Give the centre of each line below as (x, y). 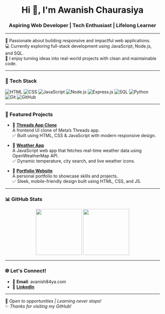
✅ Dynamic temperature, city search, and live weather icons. (74, 161)
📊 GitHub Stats (24, 199)
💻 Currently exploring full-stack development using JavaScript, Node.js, (79, 46)
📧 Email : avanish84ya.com (39, 282)
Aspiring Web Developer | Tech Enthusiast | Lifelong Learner (82, 26)
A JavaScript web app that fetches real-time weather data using (77, 151)
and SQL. (14, 53)
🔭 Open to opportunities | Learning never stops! (53, 301)
